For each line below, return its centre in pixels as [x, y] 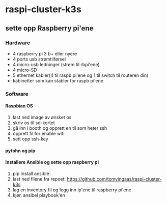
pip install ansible [31, 173]
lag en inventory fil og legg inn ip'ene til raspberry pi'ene [72, 190]
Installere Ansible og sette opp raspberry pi [52, 162]
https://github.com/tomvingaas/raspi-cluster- [114, 179]
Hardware [18, 43]
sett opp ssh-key [30, 139]
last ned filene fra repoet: [39, 179]
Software [17, 94]
